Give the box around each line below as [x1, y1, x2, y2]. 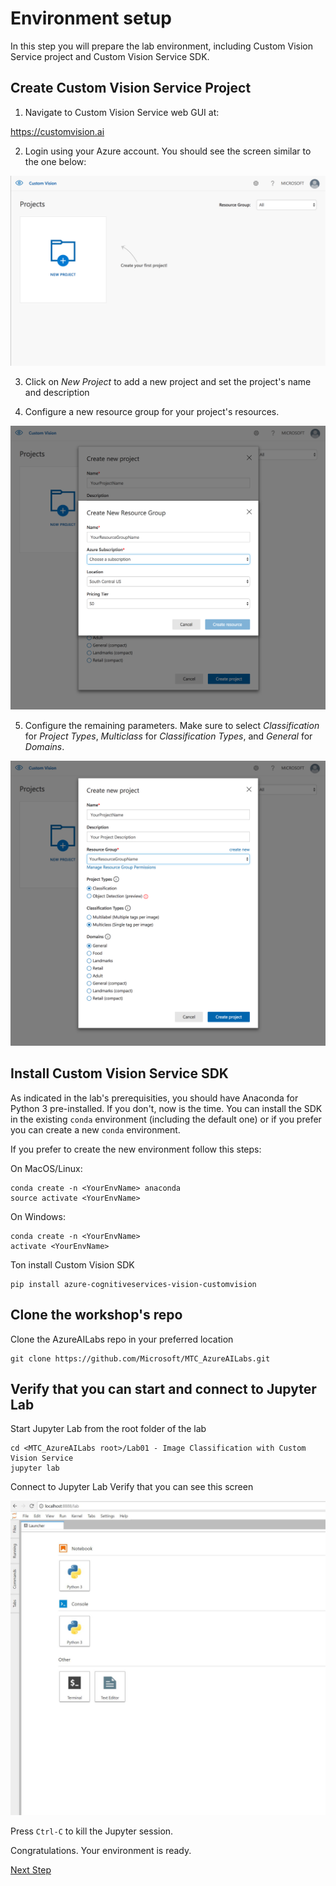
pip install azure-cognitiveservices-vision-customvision [10, 1279, 257, 1289]
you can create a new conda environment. [10, 1123, 181, 1136]
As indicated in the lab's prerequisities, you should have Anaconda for [10, 1092, 299, 1104]
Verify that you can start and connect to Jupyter [10, 1380, 317, 1397]
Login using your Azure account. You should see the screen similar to [24, 145, 312, 157]
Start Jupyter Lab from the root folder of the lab [10, 1423, 207, 1435]
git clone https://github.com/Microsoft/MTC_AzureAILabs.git [10, 1353, 271, 1364]
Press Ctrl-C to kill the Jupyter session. [10, 1825, 174, 1837]
